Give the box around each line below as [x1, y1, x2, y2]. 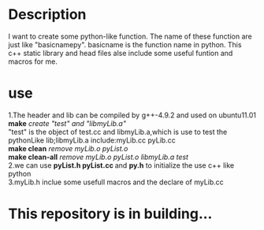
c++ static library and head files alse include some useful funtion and [8, 48, 233, 57]
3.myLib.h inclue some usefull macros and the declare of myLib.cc [8, 177, 225, 187]
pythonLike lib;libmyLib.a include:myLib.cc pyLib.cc [8, 135, 176, 145]
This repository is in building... [8, 205, 213, 223]
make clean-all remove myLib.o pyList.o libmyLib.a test [8, 152, 189, 161]
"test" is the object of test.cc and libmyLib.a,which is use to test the [8, 127, 228, 136]
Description [8, 6, 87, 24]
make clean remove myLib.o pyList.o [8, 143, 128, 153]
